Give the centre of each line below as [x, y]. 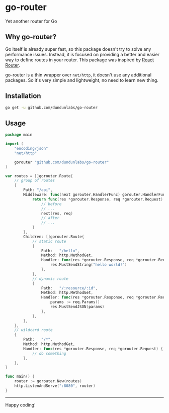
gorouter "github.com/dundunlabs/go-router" [62, 162]
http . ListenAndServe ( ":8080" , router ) [55, 386]
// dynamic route [50, 279]
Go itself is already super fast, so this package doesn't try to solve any [78, 49]
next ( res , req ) [57, 213]
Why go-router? [31, 37]
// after [50, 218]
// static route [49, 241]
